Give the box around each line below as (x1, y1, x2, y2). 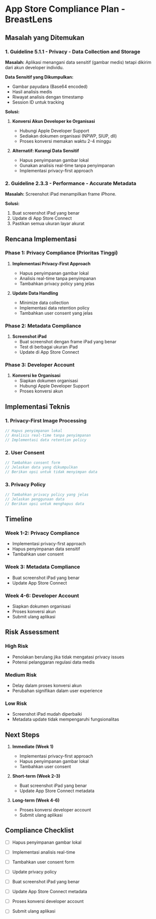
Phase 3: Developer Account (5, 362, 75, 368)
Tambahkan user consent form (12, 859, 75, 865)
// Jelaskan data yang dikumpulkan (5, 465, 78, 470)
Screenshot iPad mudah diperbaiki (12, 711, 82, 717)
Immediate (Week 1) (12, 743, 54, 750)
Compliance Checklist (5, 826, 74, 835)
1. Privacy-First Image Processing (5, 417, 87, 424)
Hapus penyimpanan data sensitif (12, 546, 80, 552)
